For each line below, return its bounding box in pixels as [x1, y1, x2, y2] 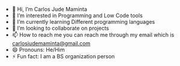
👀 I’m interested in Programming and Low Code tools [11, 12, 143, 19]
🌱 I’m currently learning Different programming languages [11, 18, 155, 25]
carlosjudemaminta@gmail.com [11, 40, 91, 47]
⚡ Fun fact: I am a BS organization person [11, 53, 115, 59]
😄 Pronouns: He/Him [11, 46, 65, 53]
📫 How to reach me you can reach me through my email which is [11, 32, 175, 38]
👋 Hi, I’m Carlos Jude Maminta [11, 6, 87, 12]
